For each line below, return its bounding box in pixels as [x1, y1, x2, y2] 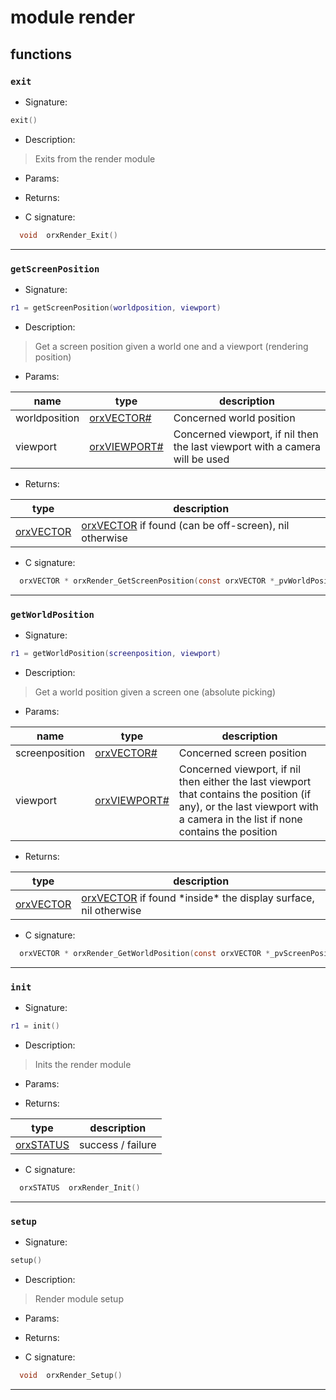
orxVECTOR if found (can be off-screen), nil [81, 518, 290, 532]
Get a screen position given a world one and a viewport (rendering [34, 340, 309, 352]
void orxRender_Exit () [19, 230, 118, 240]
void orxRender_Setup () [19, 1370, 123, 1380]
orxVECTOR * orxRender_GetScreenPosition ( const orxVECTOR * [19, 576, 275, 586]
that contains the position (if [178, 787, 312, 801]
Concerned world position [173, 411, 296, 425]
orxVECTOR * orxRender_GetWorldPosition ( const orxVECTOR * [19, 948, 271, 958]
